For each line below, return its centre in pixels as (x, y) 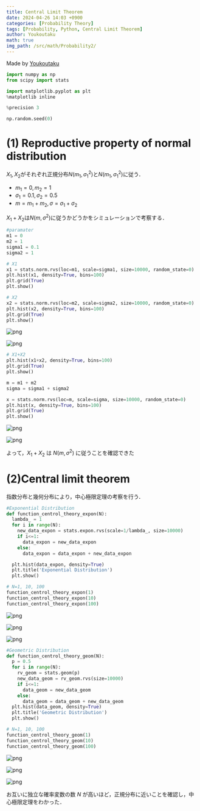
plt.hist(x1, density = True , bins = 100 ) (55, 275)
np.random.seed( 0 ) (29, 119)
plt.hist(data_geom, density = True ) (57, 707)
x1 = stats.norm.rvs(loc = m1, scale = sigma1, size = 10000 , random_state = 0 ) (100, 270)
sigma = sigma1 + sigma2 (38, 388)
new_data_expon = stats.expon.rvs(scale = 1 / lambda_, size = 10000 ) (100, 531)
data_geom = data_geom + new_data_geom (73, 701)
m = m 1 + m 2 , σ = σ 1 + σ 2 (46, 204)
